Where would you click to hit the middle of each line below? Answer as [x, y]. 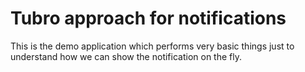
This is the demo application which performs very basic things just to [152, 46]
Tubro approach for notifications [148, 18]
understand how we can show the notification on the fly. [126, 56]
